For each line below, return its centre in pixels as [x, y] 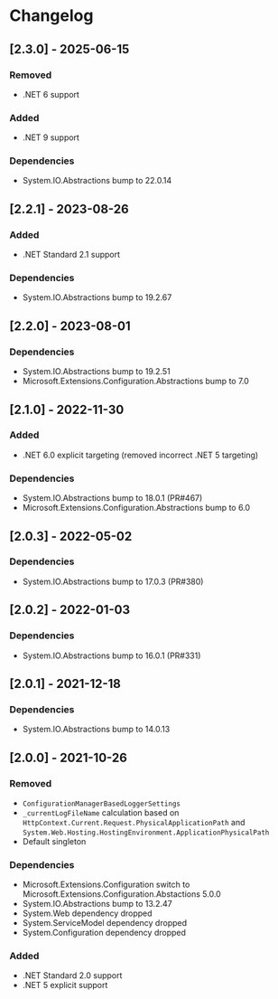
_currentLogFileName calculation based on [101, 812]
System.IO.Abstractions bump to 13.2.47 [97, 904]
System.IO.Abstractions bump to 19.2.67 [97, 297]
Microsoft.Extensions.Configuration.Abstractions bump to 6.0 [136, 508]
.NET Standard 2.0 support [72, 975]
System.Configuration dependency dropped [104, 933]
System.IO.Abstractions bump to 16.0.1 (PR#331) [111, 655]
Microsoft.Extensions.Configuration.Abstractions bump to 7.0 [136, 382]
